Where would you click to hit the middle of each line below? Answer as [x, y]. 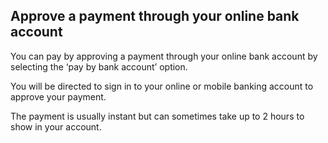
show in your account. [56, 126]
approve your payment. [58, 96]
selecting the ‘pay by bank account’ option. [99, 66]
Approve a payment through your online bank [155, 16]
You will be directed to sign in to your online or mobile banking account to [162, 86]
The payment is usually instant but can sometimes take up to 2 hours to [157, 116]
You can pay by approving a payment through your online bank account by [164, 56]
